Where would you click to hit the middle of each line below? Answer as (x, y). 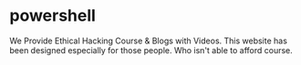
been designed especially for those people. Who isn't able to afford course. (151, 50)
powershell (52, 16)
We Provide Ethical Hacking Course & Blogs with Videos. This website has (148, 41)
